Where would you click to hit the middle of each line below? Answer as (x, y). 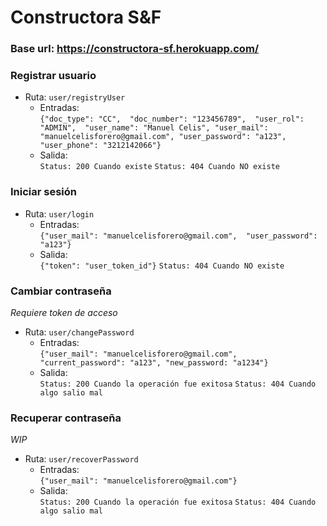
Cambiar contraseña (61, 291)
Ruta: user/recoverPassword (81, 459)
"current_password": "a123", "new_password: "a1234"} (154, 363)
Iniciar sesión (44, 192)
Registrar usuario (53, 76)
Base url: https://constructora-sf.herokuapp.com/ (135, 49)
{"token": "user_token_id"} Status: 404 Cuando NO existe (162, 266)
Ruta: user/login (59, 213)
